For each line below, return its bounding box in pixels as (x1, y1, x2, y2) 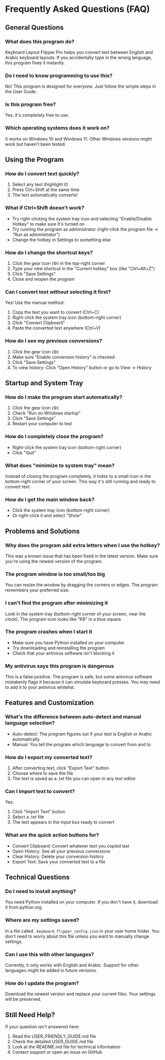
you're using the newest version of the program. (5, 558, 103, 564)
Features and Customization (5, 699, 94, 707)
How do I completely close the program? (5, 433, 104, 440)
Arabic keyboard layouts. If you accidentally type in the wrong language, (5, 54, 152, 60)
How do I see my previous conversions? (5, 338, 102, 345)
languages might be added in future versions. (5, 967, 98, 973)
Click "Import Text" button (12, 808, 66, 815)
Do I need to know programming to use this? (5, 72, 113, 79)
